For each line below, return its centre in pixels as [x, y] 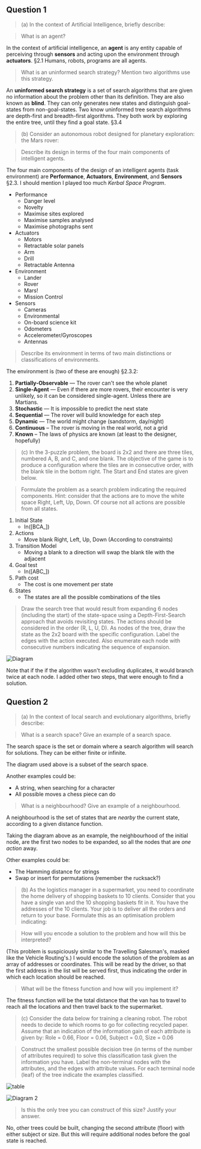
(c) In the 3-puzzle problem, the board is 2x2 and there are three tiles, [107, 452]
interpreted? [36, 940]
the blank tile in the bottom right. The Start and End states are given [104, 471]
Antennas [36, 341]
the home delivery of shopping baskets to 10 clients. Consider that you [108, 896]
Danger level [40, 200]
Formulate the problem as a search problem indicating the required [103, 489]
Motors [33, 239]
